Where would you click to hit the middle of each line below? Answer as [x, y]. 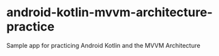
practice [31, 27]
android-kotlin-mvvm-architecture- [109, 12]
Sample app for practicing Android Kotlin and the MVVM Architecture [103, 45]
